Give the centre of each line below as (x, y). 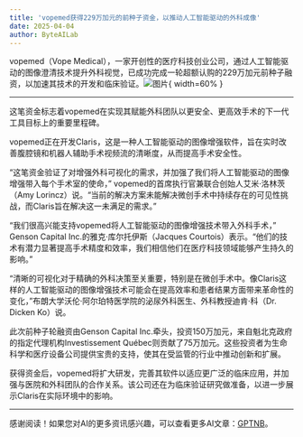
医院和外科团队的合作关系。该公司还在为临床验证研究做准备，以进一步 (155, 385)
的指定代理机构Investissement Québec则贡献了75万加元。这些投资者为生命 (149, 343)
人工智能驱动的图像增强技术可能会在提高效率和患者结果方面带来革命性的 (159, 290)
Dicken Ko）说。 (40, 312)
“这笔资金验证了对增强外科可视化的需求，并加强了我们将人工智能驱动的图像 (150, 172)
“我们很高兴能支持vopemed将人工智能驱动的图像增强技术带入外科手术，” (143, 226)
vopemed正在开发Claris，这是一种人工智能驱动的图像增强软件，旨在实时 (144, 142)
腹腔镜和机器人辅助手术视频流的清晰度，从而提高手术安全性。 (131, 153)
